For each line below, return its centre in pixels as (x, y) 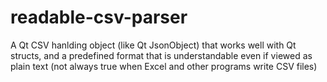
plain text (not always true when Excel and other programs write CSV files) (164, 66)
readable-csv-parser (99, 17)
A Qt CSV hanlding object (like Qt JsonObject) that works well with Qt (153, 45)
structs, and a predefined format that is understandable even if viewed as (161, 55)
